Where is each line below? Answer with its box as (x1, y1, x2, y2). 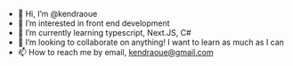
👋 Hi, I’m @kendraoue (17, 9, 98, 19)
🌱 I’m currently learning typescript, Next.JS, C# (17, 28, 191, 37)
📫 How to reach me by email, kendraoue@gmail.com (17, 47, 214, 57)
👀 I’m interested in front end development (17, 18, 171, 29)
